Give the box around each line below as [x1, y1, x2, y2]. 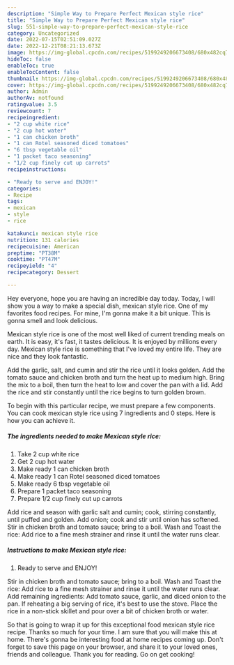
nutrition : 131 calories [7, 237, 79, 244]
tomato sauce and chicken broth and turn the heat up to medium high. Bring [7, 373, 225, 381]
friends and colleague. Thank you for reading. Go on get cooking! [7, 650, 195, 658]
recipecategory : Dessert [7, 269, 79, 276]
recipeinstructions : [7, 165, 68, 173]
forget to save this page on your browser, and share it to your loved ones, [7, 643, 218, 651]
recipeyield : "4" [7, 262, 58, 269]
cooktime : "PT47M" [7, 256, 61, 263]
